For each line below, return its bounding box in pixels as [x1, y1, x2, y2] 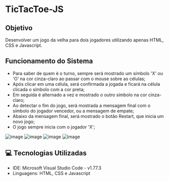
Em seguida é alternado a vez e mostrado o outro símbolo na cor [12, 92, 147, 98]
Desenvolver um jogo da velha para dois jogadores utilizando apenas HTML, [5, 37, 164, 43]
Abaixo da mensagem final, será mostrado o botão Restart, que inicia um [12, 113, 164, 119]
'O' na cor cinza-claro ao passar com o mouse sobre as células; [12, 76, 146, 82]
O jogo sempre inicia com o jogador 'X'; [12, 124, 95, 130]
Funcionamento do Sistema [5, 57, 93, 66]
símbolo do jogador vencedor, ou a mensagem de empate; [12, 107, 135, 114]
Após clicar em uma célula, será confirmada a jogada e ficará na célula [12, 81, 160, 87]
